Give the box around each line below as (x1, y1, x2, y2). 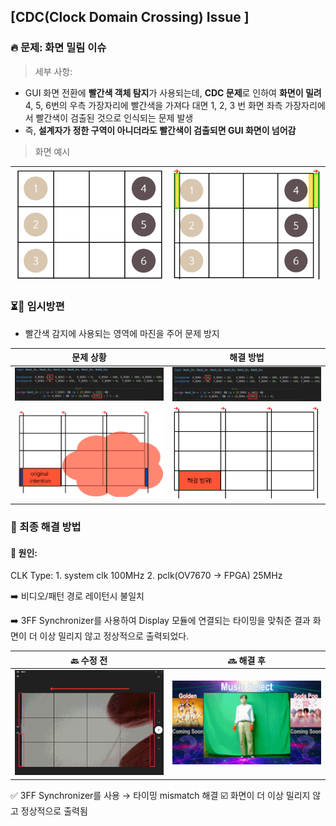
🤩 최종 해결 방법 (10, 520, 82, 534)
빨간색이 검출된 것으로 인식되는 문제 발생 (35, 111, 194, 124)
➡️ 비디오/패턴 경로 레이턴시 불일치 (10, 590, 145, 602)
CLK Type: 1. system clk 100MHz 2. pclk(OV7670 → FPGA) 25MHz (10, 570, 283, 582)
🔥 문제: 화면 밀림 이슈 (10, 41, 107, 55)
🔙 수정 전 (70, 654, 108, 666)
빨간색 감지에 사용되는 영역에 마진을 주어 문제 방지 (24, 327, 220, 339)
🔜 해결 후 (227, 654, 266, 666)
